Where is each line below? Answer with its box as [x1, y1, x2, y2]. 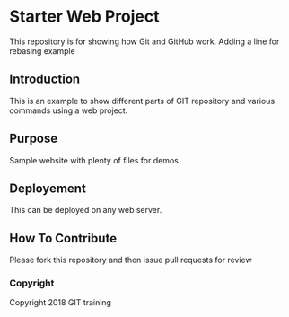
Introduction [9, 72, 81, 87]
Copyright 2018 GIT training [9, 297, 112, 308]
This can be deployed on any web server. [9, 205, 162, 216]
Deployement [9, 181, 87, 196]
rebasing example [9, 45, 76, 56]
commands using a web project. [9, 105, 128, 116]
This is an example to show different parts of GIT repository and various [9, 95, 276, 106]
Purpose [9, 131, 58, 146]
